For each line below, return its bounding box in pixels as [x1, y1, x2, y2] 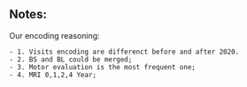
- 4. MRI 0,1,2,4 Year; [9, 70, 97, 79]
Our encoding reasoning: [9, 30, 100, 40]
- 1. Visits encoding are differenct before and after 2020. [9, 47, 240, 56]
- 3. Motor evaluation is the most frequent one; [9, 62, 197, 71]
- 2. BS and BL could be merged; [9, 54, 133, 64]
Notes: [9, 7, 47, 22]
